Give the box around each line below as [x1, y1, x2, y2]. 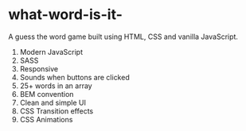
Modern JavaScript [19, 47, 84, 56]
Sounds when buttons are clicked [19, 72, 130, 82]
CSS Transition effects [19, 106, 94, 116]
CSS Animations [19, 114, 73, 124]
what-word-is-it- [8, 6, 123, 24]
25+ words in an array [19, 81, 93, 91]
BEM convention [19, 89, 74, 98]
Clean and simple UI [19, 98, 86, 107]
